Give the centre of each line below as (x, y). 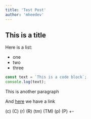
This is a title (26, 35)
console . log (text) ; (26, 82)
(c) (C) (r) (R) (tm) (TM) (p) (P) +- (40, 111)
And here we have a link (30, 101)
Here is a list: (19, 47)
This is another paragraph (32, 92)
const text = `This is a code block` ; (46, 77)
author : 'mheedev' (25, 15)
